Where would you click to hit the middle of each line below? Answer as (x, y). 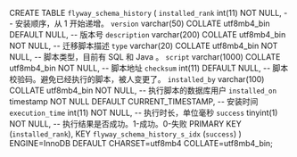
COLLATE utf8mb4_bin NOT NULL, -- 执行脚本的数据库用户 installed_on (143, 90)
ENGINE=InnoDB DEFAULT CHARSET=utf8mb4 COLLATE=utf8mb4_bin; (141, 143)
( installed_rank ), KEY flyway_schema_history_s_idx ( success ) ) (126, 134)
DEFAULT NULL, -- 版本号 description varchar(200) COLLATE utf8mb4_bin (148, 34)
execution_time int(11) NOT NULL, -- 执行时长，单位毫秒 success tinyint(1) (144, 112)
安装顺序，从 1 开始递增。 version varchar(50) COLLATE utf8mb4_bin (142, 23)
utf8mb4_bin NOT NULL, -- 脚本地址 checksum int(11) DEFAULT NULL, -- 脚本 (149, 68)
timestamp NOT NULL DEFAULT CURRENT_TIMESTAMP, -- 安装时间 (134, 101)
